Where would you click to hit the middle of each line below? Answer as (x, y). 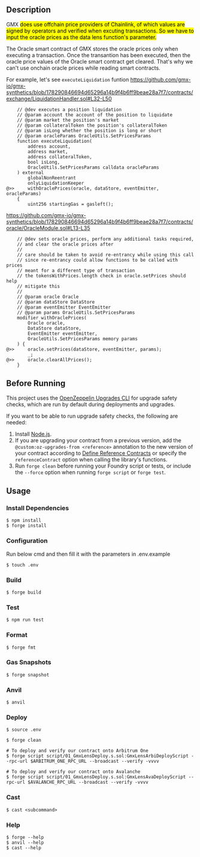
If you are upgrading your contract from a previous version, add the (98, 440)
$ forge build (24, 592)
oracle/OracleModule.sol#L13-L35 (48, 228)
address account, (49, 146)
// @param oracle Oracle (48, 296)
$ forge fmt (21, 648)
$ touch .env (22, 565)
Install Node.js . (33, 434)
